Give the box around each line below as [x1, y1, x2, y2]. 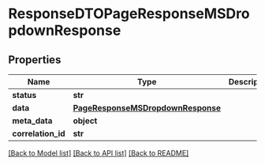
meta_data [12, 115, 53, 126]
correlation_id [12, 128, 65, 139]
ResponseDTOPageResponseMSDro [8, 5, 250, 23]
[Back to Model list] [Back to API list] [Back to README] [8, 148, 189, 158]
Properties [8, 53, 62, 66]
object [73, 115, 98, 126]
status [12, 90, 37, 100]
